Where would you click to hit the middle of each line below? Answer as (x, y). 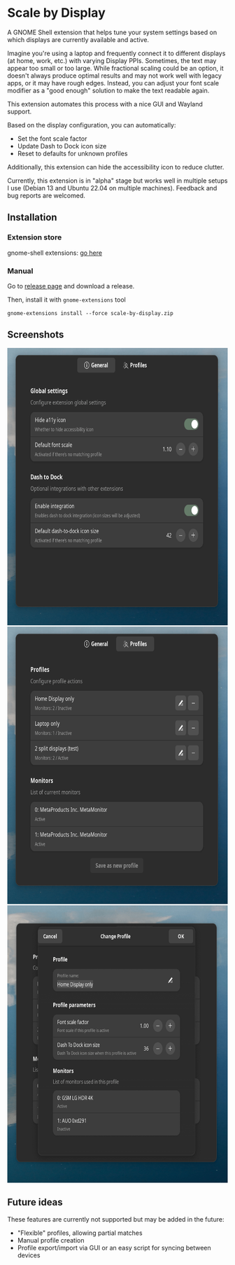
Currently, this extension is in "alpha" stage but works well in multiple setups (117, 181)
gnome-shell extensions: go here (55, 253)
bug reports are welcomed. (46, 195)
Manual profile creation (51, 1240)
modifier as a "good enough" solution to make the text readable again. (108, 90)
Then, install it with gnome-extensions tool (66, 300)
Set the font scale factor (52, 139)
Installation (32, 217)
